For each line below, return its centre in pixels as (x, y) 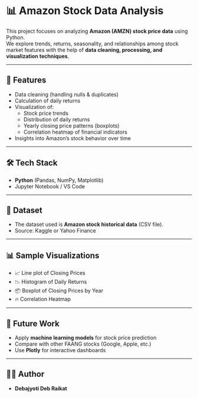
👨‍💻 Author (25, 374)
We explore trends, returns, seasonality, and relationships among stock (92, 44)
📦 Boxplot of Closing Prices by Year (59, 291)
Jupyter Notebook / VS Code (50, 186)
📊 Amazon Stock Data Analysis (85, 11)
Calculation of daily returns (47, 101)
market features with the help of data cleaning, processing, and (84, 49)
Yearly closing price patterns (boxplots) (71, 125)
